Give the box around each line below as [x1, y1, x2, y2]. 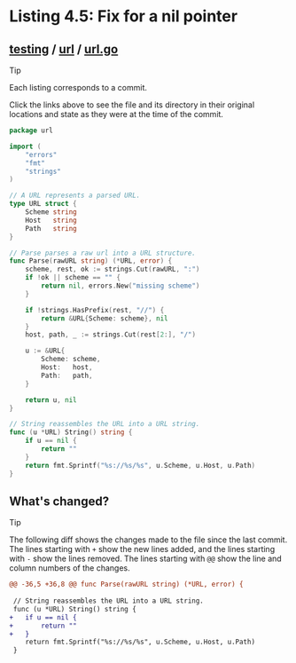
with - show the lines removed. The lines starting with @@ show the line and [9, 553, 282, 564]
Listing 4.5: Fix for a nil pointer [9, 6, 238, 27]
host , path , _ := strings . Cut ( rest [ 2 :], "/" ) [25, 330, 197, 339]
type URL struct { [9, 200, 77, 209]
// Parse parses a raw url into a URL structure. [9, 249, 197, 257]
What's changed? [9, 493, 109, 509]
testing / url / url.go [9, 42, 119, 57]
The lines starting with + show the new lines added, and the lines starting [9, 544, 276, 555]
